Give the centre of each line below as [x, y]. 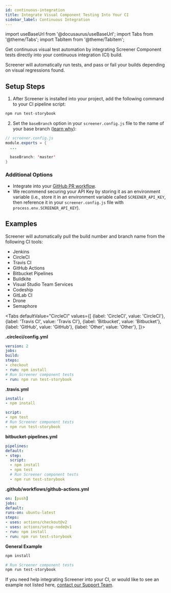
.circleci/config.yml [27, 336]
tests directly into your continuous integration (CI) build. [64, 55]
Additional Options [29, 175]
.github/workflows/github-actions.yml [47, 489]
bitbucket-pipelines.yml [31, 436]
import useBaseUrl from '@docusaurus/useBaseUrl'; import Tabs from [79, 34]
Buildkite [22, 279]
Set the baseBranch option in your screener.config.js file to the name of [88, 123]
